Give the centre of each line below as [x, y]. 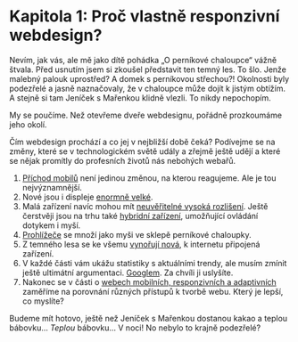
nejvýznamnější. [52, 187]
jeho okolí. [28, 124]
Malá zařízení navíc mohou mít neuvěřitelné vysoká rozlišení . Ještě [145, 206]
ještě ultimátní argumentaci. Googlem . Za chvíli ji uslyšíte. [128, 273]
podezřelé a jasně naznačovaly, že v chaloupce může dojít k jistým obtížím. [147, 88]
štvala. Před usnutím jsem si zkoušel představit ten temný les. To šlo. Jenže [148, 69]
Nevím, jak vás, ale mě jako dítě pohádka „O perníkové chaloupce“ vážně [143, 60]
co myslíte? [43, 301]
